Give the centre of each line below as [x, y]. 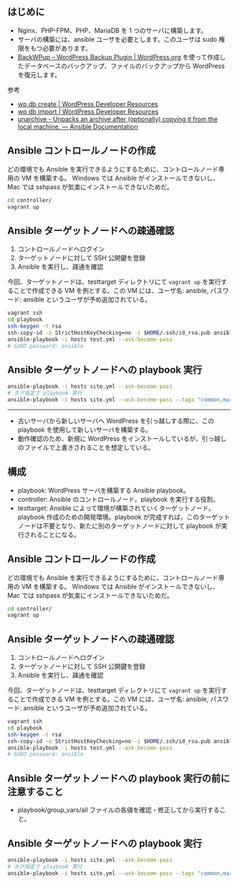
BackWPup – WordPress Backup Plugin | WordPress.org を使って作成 [119, 57]
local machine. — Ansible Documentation [78, 126]
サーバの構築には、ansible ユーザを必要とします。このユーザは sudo [117, 39]
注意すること [35, 791]
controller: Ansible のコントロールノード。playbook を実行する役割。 [118, 499]
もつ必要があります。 [61, 48]
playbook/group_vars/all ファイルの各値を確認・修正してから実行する [119, 810]
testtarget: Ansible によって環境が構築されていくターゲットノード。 [116, 508]
